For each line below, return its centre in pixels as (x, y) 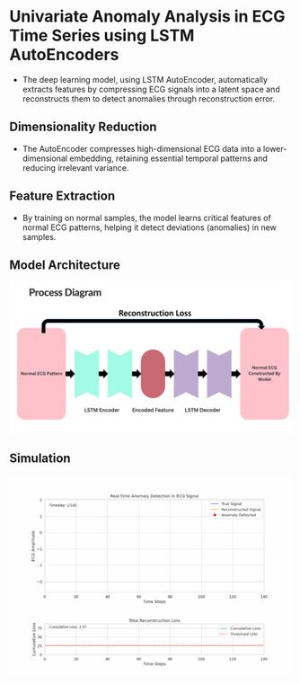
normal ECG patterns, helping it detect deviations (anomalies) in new (149, 227)
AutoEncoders (64, 55)
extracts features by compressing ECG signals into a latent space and (151, 89)
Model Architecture (65, 265)
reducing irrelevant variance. (75, 167)
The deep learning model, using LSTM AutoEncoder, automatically (145, 79)
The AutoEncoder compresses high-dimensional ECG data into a (142, 148)
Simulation (40, 458)
